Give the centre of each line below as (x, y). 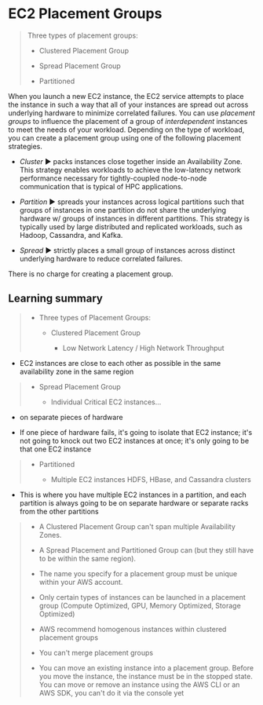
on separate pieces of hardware (71, 417)
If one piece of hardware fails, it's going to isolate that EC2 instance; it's (136, 432)
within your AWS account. (81, 582)
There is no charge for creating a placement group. (91, 274)
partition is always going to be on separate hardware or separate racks (134, 502)
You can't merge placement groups (96, 652)
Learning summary (56, 299)
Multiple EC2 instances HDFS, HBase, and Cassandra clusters (151, 479)
